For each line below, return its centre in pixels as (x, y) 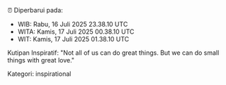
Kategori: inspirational (39, 74)
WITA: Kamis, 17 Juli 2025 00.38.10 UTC (76, 32)
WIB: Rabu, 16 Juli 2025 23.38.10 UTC (73, 24)
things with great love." (41, 60)
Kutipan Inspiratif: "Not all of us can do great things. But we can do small (113, 53)
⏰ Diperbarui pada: (35, 10)
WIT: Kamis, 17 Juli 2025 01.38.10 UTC (73, 39)
